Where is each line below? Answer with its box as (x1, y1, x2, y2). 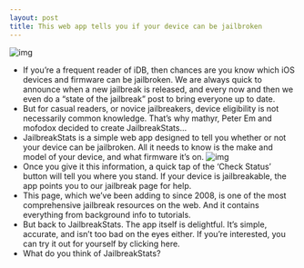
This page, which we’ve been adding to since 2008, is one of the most (22, 190, 287, 201)
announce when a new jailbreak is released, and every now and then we (22, 84, 294, 94)
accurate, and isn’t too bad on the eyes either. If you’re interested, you (22, 228, 287, 239)
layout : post (9, 13, 59, 23)
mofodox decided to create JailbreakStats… (22, 122, 187, 133)
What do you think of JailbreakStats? (22, 247, 161, 259)
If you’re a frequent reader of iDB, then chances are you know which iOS (22, 65, 296, 75)
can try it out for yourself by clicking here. (22, 238, 180, 249)
